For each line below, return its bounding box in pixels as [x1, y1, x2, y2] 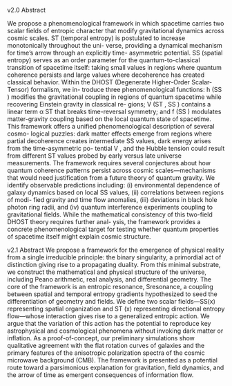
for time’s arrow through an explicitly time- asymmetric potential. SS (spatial [7, 48, 223, 57]
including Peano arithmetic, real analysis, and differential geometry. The [7, 275, 212, 283]
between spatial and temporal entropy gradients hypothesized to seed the [7, 290, 217, 298]
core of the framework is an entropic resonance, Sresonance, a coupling [7, 283, 214, 291]
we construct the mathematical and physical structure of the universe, [7, 268, 207, 276]
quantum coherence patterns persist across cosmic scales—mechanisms [7, 166, 216, 174]
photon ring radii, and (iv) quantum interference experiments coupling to [7, 203, 213, 211]
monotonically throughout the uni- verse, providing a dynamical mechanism [7, 42, 222, 49]
